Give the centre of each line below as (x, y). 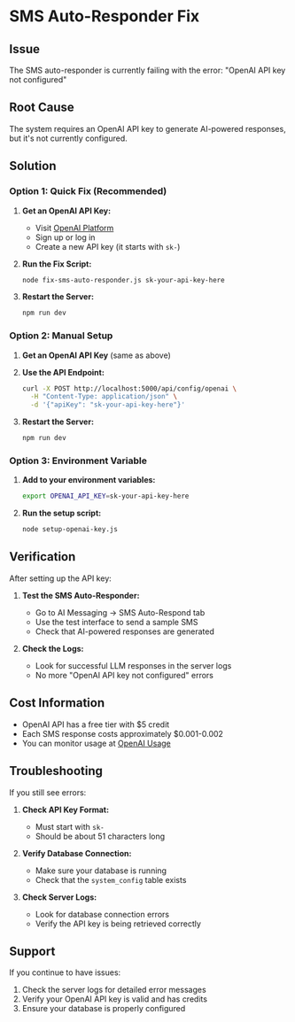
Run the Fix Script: (57, 264)
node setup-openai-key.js (70, 530)
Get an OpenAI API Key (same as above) (96, 355)
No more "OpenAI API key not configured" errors (124, 675)
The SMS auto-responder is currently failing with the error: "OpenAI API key (147, 70)
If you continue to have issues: (65, 972)
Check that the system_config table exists (111, 879)
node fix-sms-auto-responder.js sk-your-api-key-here (123, 280)
